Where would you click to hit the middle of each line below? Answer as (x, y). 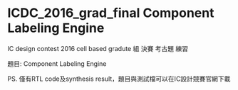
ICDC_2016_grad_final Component (111, 13)
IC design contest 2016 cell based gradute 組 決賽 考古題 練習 (98, 48)
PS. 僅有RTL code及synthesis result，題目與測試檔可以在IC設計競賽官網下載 (119, 79)
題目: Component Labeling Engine (57, 63)
